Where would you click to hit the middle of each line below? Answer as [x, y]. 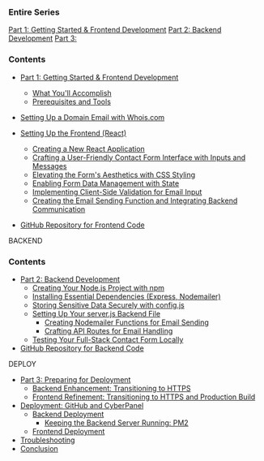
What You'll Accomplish [72, 93]
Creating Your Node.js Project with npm [98, 287]
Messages [49, 166]
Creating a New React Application [89, 149]
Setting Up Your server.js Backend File [96, 313]
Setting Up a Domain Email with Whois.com [92, 117]
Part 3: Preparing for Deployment [75, 379]
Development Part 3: [43, 38]
